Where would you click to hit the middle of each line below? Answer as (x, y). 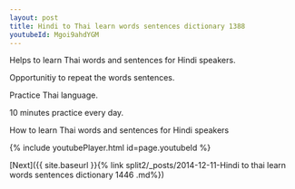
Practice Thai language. (54, 95)
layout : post (34, 18)
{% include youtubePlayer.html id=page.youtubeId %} (110, 148)
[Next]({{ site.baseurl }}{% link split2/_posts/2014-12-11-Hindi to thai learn (148, 165)
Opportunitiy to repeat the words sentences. (92, 78)
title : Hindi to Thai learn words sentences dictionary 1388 (128, 26)
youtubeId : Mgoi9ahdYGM (54, 34)
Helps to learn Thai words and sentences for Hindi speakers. (123, 61)
